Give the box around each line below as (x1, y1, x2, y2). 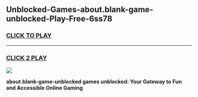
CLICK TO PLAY (6, 32, 52, 40)
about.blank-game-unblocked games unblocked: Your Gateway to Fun (6, 78, 182, 85)
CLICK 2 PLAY (6, 53, 47, 62)
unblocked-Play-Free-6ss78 (6, 14, 113, 24)
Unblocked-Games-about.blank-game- (6, 5, 154, 15)
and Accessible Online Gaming (6, 84, 83, 91)
